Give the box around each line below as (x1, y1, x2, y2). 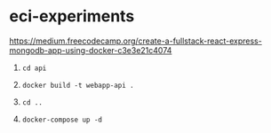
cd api (21, 64, 47, 73)
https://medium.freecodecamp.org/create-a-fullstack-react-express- (9, 35, 262, 46)
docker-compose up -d (21, 115, 102, 124)
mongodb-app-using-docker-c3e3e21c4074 (9, 44, 172, 55)
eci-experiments (9, 6, 135, 27)
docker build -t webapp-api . (21, 81, 135, 90)
